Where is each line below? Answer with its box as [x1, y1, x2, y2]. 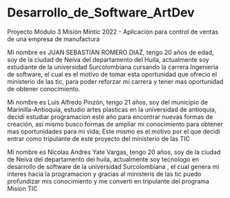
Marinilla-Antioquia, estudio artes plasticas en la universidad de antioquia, [7, 105, 217, 113]
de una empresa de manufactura [7, 34, 100, 43]
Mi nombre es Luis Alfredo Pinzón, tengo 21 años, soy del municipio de [7, 98, 208, 106]
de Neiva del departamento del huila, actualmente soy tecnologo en [7, 155, 200, 163]
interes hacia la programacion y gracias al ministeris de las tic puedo [7, 170, 202, 178]
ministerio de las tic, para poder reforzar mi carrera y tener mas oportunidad [7, 77, 224, 85]
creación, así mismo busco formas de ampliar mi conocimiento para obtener [7, 120, 224, 128]
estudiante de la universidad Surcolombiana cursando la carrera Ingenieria [7, 63, 219, 71]
